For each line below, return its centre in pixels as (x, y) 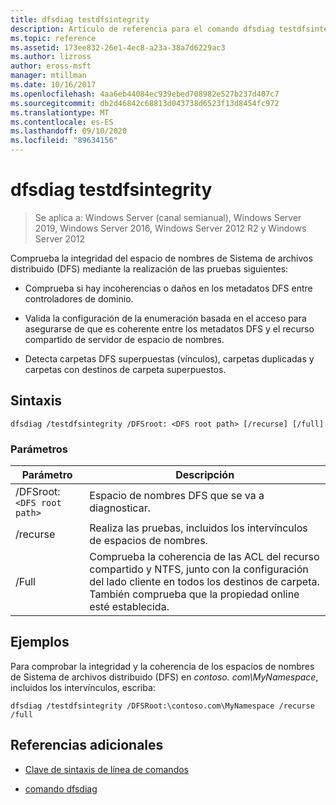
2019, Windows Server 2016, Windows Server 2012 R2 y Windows (170, 228)
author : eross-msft (51, 66)
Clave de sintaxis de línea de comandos (106, 769)
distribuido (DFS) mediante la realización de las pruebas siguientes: (149, 268)
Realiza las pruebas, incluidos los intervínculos (198, 528)
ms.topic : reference (53, 38)
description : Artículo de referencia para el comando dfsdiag (142, 29)
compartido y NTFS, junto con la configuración (199, 569)
